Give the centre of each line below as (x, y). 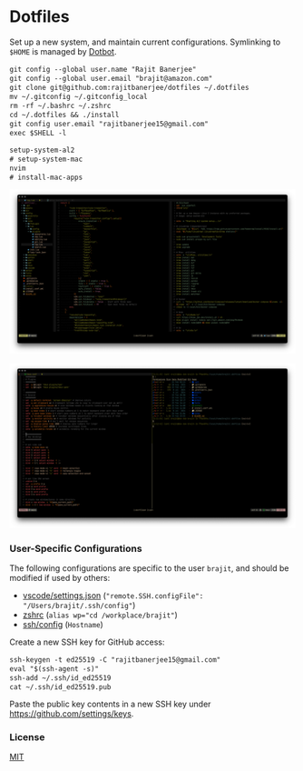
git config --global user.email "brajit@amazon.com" (111, 78)
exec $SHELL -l (38, 133)
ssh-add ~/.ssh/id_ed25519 (60, 678)
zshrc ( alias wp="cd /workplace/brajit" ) (100, 615)
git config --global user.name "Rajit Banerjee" (103, 69)
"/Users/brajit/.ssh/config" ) (79, 606)
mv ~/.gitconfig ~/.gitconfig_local (78, 96)
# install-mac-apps (46, 177)
